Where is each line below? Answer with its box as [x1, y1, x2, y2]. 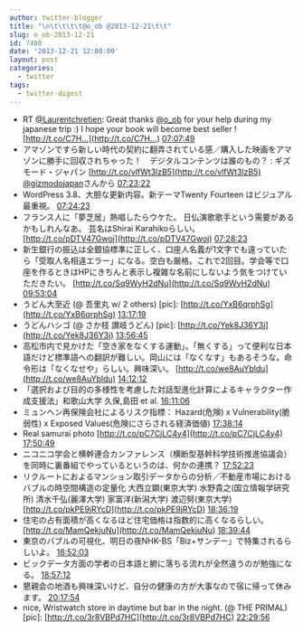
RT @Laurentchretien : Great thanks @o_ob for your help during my [22, 114, 272, 125]
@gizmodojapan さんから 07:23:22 [22, 177, 151, 188]
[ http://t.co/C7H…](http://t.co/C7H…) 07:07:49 [22, 133, 195, 144]
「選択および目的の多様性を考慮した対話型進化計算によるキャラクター [22, 383, 284, 394]
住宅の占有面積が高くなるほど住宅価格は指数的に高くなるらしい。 [22, 514, 269, 525]
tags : [9, 80, 30, 89]
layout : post [9, 55, 59, 64]
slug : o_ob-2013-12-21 [9, 30, 95, 39]
